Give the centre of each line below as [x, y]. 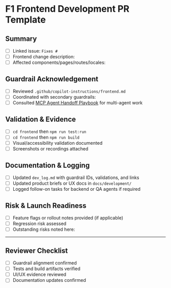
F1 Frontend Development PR [67, 9]
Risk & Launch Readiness [46, 205]
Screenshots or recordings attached [50, 149]
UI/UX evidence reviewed [39, 275]
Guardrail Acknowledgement [52, 79]
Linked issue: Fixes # [35, 51]
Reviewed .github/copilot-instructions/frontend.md [69, 91]
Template [25, 20]
